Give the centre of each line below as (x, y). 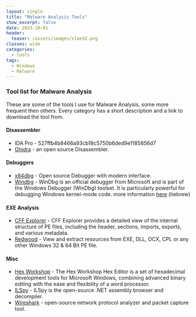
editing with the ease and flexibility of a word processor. (82, 284)
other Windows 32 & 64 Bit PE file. (56, 245)
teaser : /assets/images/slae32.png (55, 39)
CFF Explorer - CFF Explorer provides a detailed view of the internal (96, 221)
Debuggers (20, 163)
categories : (20, 50)
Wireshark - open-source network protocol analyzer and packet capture (102, 303)
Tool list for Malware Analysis (49, 92)
